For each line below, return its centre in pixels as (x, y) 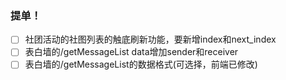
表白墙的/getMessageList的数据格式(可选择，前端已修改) (141, 64)
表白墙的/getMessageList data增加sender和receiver (131, 52)
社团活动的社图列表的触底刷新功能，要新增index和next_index (150, 39)
